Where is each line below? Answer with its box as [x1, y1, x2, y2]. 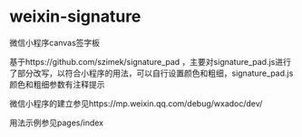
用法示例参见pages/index [9, 117, 104, 128]
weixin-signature [9, 6, 141, 27]
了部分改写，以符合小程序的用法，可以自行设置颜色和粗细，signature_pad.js [9, 68, 294, 78]
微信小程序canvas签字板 [9, 37, 101, 48]
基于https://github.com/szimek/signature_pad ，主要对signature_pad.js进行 [9, 56, 292, 67]
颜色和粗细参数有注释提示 [9, 78, 105, 89]
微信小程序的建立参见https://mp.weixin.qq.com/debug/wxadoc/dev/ [9, 97, 263, 109]
